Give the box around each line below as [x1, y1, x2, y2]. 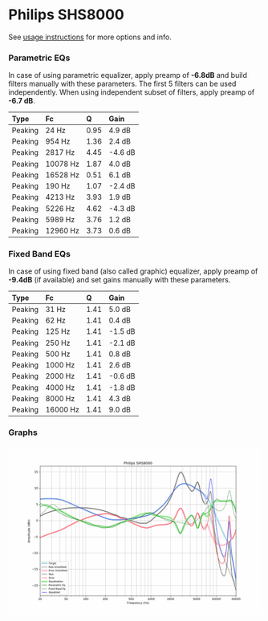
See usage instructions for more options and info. [8, 32, 173, 42]
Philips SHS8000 [8, 6, 124, 24]
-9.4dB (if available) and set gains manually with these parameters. [8, 275, 231, 285]
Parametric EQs [8, 52, 71, 63]
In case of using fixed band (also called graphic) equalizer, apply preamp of [8, 266, 258, 276]
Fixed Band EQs [8, 248, 71, 259]
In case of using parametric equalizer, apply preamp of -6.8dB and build [8, 71, 247, 80]
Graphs [8, 427, 38, 438]
